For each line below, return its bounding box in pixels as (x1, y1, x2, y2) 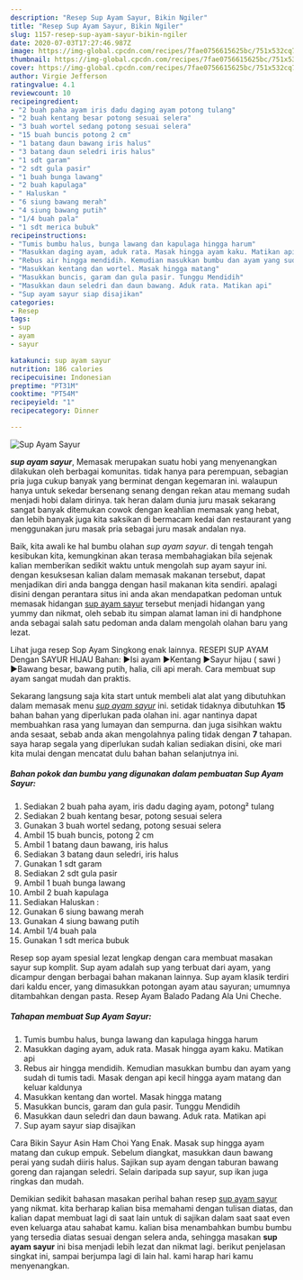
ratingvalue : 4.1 (10, 80, 76, 89)
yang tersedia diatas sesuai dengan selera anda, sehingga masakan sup (10, 1231, 278, 1242)
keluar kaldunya (22, 1082, 83, 1093)
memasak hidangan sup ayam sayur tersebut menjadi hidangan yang (10, 598, 265, 609)
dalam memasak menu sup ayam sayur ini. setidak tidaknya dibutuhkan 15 (10, 700, 286, 711)
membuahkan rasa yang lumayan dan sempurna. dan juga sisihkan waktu (10, 719, 282, 730)
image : (10, 47, 35, 56)
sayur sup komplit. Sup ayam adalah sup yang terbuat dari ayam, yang (10, 961, 271, 973)
